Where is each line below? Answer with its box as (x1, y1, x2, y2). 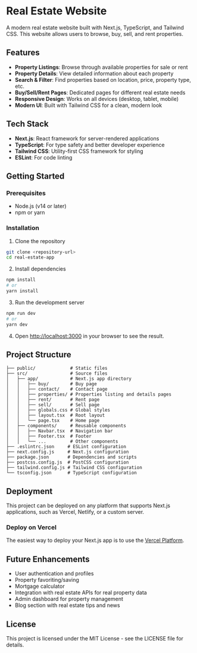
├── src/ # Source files (6, 370, 108, 377)
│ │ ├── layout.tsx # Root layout (6, 412, 105, 419)
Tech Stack (6, 119, 49, 129)
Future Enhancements (6, 554, 90, 564)
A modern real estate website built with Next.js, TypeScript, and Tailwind (6, 24, 185, 31)
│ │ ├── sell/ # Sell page (6, 402, 100, 408)
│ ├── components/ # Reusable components (6, 423, 127, 429)
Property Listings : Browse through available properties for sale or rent (14, 63, 189, 70)
